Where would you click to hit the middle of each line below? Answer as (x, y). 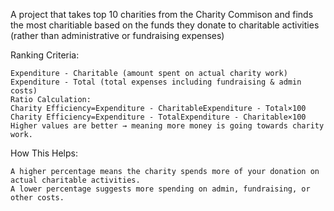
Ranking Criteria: (45, 55)
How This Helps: (44, 153)
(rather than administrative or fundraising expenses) (117, 35)
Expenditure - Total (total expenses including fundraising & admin (156, 82)
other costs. (37, 198)
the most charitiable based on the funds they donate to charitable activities (165, 25)
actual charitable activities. (75, 180)
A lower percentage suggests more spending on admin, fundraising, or (160, 189)
